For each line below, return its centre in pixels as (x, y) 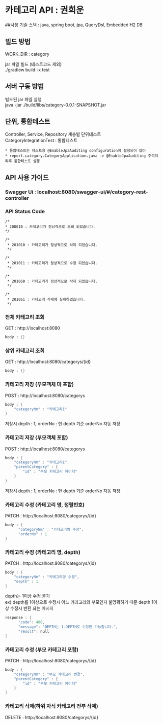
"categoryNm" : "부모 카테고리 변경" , (49, 674)
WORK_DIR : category (27, 54)
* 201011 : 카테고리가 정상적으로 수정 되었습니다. (52, 263)
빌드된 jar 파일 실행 (23, 99)
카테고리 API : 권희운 (45, 10)
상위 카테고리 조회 (25, 351)
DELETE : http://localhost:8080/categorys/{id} (52, 717)
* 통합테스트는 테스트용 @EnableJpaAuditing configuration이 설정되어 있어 (76, 151)
